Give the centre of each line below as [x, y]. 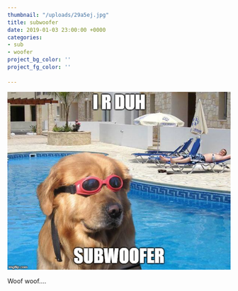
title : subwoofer [33, 22]
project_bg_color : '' [39, 60]
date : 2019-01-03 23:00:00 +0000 [57, 30]
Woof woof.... [27, 281]
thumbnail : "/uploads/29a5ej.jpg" [58, 15]
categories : [25, 37]
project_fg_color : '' [39, 67]
